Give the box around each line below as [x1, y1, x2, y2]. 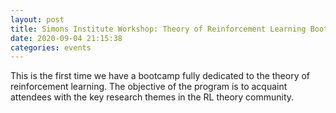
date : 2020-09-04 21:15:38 [10, 33, 123, 43]
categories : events [10, 42, 92, 53]
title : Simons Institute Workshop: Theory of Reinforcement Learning [10, 24, 307, 34]
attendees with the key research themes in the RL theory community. [10, 91, 295, 103]
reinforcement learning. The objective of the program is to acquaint [10, 81, 288, 93]
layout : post [10, 14, 65, 25]
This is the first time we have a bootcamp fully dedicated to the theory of [10, 70, 311, 82]
